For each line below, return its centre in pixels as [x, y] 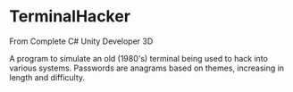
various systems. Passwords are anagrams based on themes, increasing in [146, 68]
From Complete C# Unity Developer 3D [81, 41]
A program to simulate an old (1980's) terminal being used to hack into [138, 58]
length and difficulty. [47, 77]
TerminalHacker [70, 17]
